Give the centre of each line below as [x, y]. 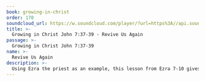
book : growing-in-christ [38, 12]
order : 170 [20, 18]
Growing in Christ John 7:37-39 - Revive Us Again [77, 35]
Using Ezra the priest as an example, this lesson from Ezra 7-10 [98, 69]
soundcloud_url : [27, 23]
